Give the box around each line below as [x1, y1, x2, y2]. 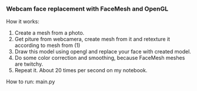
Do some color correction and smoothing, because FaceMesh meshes [14, 55, 185, 62]
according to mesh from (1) [14, 42, 81, 49]
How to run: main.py [6, 78, 55, 85]
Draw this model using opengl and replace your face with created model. [14, 48, 191, 55]
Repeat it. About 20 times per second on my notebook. [14, 67, 148, 74]
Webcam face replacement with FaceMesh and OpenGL [6, 5, 169, 13]
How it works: [6, 18, 40, 25]
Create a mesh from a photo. [14, 29, 85, 36]
